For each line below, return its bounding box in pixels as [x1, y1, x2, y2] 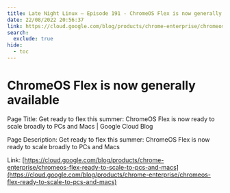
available [7, 92, 60, 108]
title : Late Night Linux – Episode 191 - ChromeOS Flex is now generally [7, 10, 222, 17]
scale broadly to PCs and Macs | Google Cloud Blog [7, 122, 153, 130]
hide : [7, 42, 23, 49]
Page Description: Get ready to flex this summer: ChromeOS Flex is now [7, 135, 210, 144]
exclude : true [13, 36, 53, 42]
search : [7, 29, 29, 36]
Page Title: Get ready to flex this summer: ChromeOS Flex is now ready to [7, 114, 215, 123]
